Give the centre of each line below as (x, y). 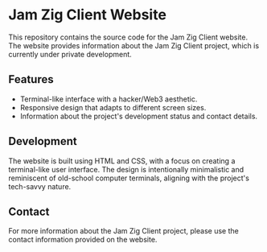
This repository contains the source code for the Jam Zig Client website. (128, 37)
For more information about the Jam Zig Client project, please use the (123, 231)
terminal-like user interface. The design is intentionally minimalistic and (126, 169)
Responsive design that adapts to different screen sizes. (113, 107)
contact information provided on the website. (83, 240)
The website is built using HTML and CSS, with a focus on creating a (122, 161)
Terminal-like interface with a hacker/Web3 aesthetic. (109, 99)
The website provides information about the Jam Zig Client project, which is (134, 45)
